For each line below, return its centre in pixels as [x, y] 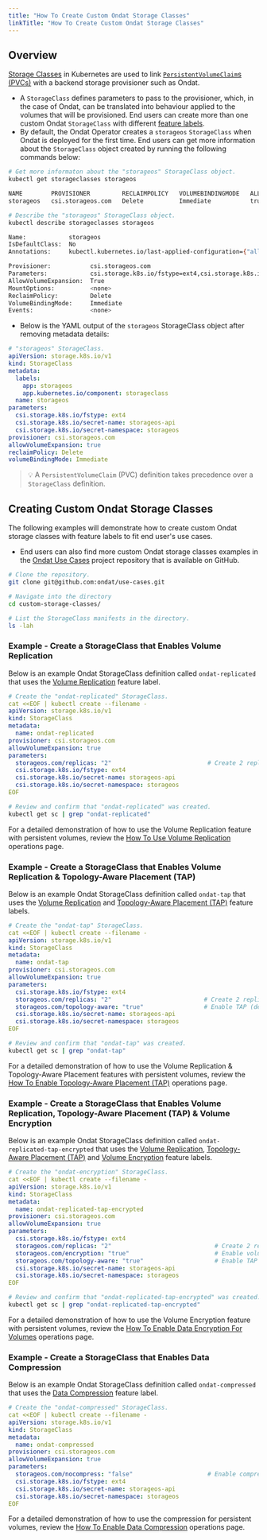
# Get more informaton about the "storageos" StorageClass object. [122, 172]
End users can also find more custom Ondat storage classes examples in [139, 552]
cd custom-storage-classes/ [55, 604]
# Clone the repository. [49, 575]
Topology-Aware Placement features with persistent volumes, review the [127, 1074]
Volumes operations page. [51, 1336]
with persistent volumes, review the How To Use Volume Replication [120, 838]
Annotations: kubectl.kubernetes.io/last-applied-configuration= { [128, 252]
